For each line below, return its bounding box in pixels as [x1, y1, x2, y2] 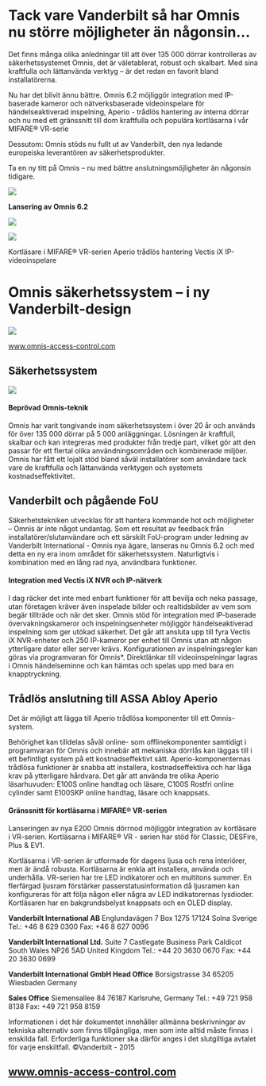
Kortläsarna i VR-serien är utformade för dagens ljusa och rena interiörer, [8, 856, 247, 865]
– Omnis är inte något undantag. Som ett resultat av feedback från [8, 523, 225, 533]
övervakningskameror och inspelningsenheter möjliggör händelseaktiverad [8, 618, 253, 628]
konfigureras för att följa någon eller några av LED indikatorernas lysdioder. [8, 889, 254, 899]
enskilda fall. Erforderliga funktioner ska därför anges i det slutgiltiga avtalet [8, 1034, 256, 1043]
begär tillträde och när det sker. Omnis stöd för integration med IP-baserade [8, 610, 256, 619]
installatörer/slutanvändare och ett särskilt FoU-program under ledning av [8, 532, 249, 541]
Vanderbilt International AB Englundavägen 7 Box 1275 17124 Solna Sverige [8, 913, 258, 922]
